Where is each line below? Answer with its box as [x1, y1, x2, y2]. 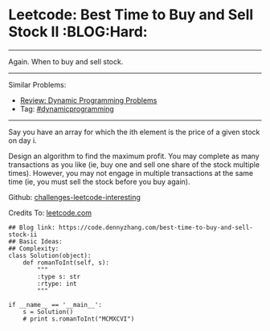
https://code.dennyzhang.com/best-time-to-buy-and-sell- [59, 223, 253, 231]
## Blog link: [8, 223, 56, 231]
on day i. [8, 135, 38, 145]
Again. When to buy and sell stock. [8, 56, 124, 66]
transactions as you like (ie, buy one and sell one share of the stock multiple [8, 159, 260, 170]
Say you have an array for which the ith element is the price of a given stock [8, 127, 260, 137]
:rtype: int [37, 280, 78, 288]
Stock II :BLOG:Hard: [8, 22, 148, 41]
